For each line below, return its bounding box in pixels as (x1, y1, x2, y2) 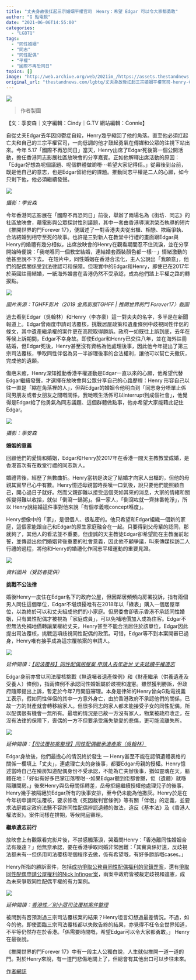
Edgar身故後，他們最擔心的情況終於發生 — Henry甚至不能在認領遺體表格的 (6, 753, 186, 759)
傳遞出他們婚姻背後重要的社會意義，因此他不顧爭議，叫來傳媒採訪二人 (21, 538, 190, 545)
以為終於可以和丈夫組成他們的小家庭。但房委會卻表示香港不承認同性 (16, 608, 180, 615)
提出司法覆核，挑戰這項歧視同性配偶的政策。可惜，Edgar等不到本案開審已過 (6, 630, 189, 637)
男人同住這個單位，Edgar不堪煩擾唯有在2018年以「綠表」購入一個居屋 (6, 601, 175, 607)
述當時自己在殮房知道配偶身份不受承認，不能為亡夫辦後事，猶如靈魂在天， (6, 768, 185, 774)
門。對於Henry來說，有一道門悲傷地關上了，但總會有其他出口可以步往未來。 (6, 955, 190, 962)
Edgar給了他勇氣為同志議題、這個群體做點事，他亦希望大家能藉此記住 (16, 399, 184, 405)
